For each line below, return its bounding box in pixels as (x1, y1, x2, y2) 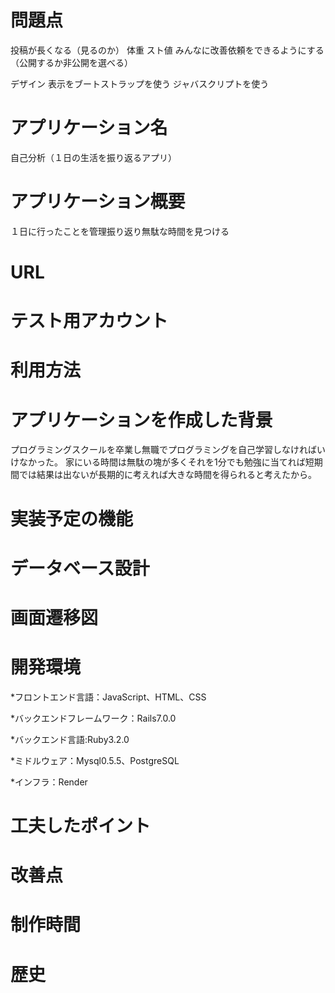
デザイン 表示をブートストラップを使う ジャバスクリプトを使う (10, 77, 270, 90)
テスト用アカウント (10, 310, 169, 333)
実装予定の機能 (10, 507, 134, 530)
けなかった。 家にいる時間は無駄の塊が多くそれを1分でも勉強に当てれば (10, 456, 306, 468)
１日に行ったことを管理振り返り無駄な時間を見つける (10, 225, 230, 237)
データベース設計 (10, 557, 150, 580)
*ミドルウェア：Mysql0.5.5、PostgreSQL (10, 754, 180, 766)
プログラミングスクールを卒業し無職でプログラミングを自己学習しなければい (10, 444, 326, 456)
